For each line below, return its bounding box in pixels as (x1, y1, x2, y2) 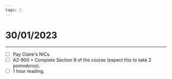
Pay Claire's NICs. (12, 51, 51, 57)
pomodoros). (12, 62, 40, 69)
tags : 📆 (5, 7, 22, 13)
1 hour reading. (12, 68, 45, 74)
